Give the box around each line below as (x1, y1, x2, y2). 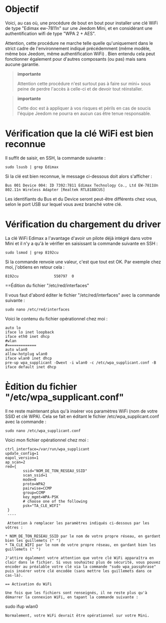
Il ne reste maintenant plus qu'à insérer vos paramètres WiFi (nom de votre (5, 408, 158, 414)
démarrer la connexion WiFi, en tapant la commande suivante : (5, 595, 139, 600)
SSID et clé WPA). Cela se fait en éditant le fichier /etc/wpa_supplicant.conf (5, 413, 160, 419)
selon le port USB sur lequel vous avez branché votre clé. (5, 201, 122, 207)
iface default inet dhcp (5, 364, 56, 369)
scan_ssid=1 (23, 473, 48, 478)
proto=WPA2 (23, 481, 46, 486)
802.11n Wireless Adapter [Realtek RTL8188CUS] (5, 187, 106, 192)
